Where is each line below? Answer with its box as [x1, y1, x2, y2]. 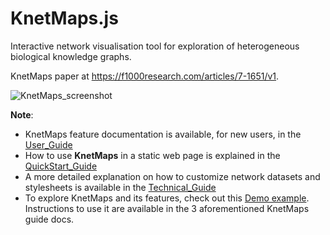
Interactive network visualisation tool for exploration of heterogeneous [10, 40, 300, 52]
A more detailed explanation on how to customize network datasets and [24, 170, 321, 182]
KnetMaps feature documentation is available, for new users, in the [24, 128, 302, 140]
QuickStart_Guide [24, 160, 98, 172]
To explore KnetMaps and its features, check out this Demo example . [24, 192, 310, 204]
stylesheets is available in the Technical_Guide [24, 181, 217, 193]
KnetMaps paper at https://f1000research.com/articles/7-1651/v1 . [10, 70, 280, 82]
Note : [10, 108, 34, 121]
